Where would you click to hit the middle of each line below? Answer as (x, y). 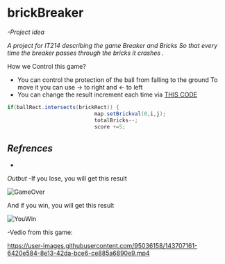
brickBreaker (45, 13)
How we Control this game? (47, 66)
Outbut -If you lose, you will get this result (67, 179)
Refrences (30, 148)
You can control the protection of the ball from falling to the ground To (117, 80)
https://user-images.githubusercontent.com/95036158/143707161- (102, 246)
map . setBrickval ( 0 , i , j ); (130, 114)
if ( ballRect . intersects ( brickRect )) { (63, 107)
